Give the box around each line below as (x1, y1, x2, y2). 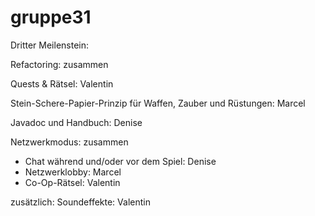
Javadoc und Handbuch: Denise (10, 116, 143, 128)
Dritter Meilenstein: (10, 39, 90, 51)
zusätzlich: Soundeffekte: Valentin (10, 196, 151, 208)
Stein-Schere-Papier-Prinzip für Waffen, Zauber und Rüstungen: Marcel (10, 97, 306, 109)
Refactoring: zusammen (10, 58, 109, 70)
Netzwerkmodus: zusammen (10, 136, 129, 148)
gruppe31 (10, 6, 92, 29)
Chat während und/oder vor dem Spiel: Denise (24, 155, 217, 167)
